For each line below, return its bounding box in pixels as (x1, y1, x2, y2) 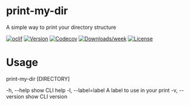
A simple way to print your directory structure (6, 24, 116, 31)
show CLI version (25, 93, 68, 100)
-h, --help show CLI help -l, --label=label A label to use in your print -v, (6, 87, 178, 94)
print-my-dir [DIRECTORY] (6, 75, 70, 82)
